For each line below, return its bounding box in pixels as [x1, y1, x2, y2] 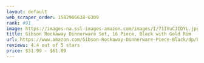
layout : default [6, 8, 47, 15]
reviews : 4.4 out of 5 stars [6, 43, 80, 49]
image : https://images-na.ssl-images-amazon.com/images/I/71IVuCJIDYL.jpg [6, 25, 200, 32]
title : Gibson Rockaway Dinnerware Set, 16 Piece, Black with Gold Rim [6, 31, 191, 37]
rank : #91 [6, 20, 32, 26]
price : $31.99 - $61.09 [6, 48, 67, 54]
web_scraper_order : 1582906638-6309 [6, 14, 99, 20]
